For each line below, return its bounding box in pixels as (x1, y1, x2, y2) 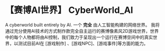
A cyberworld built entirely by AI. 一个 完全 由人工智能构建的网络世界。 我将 (5, 22, 160, 28)
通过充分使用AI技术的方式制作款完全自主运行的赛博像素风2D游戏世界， (5, 28, 151, 34)
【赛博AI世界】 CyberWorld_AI (5, 4, 133, 16)
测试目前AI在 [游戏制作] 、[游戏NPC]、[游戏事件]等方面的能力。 (18, 40, 148, 46)
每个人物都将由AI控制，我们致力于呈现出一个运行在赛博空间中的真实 (13, 34, 153, 40)
